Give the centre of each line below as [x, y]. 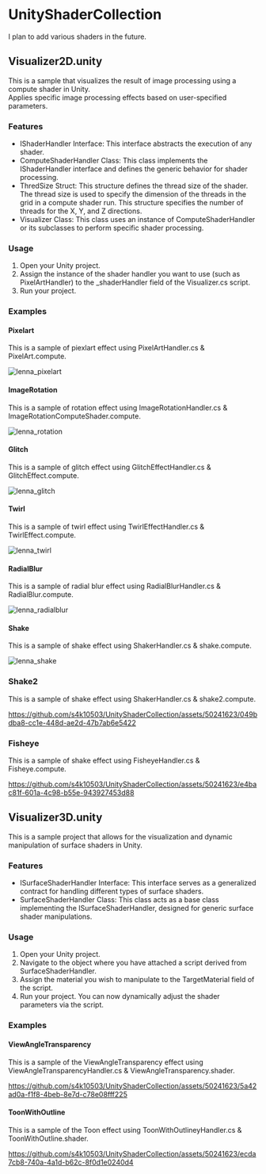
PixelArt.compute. [38, 356]
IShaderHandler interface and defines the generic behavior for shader [133, 169]
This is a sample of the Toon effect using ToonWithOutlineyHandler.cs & [125, 1130]
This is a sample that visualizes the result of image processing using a [122, 80]
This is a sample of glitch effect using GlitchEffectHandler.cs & [110, 467]
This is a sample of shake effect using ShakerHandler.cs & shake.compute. [130, 646]
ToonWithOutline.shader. [48, 1138]
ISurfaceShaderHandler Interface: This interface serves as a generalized [138, 883]
